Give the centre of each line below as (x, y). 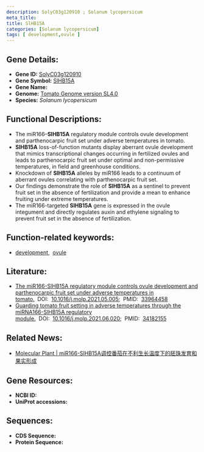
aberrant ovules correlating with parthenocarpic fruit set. (86, 179)
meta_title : (21, 18)
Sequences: (30, 421)
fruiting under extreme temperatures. (62, 199)
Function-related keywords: (60, 238)
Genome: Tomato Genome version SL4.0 (66, 93)
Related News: (34, 337)
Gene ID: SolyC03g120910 (48, 74)
